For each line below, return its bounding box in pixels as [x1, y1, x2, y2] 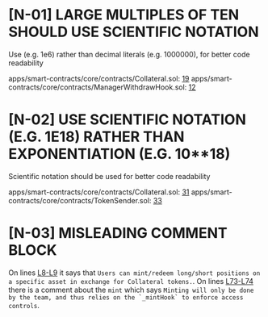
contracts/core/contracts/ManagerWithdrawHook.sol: [8, 82, 187, 92]
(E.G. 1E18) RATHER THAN [8, 127, 185, 146]
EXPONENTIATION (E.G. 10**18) [8, 145, 231, 163]
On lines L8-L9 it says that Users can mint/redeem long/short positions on [8, 268, 261, 277]
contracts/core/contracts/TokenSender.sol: [8, 195, 152, 205]
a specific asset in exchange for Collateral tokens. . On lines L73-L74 [8, 276, 254, 286]
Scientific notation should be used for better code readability [8, 171, 211, 181]
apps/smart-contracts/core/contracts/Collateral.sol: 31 [8, 187, 190, 197]
